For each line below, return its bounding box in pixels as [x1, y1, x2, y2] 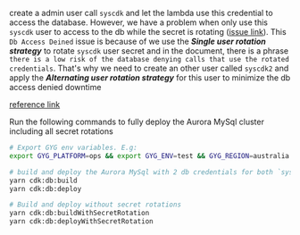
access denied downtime [9, 82, 102, 92]
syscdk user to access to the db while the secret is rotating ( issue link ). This [9, 27, 287, 37]
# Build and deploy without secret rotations [9, 200, 181, 209]
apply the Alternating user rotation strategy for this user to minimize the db [9, 72, 291, 83]
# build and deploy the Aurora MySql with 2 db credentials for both [9, 167, 274, 177]
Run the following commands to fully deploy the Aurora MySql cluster [9, 116, 265, 127]
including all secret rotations [9, 126, 113, 137]
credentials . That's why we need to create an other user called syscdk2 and [9, 63, 289, 73]
